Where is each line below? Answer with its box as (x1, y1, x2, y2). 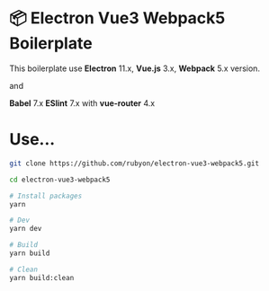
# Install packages (9, 191, 83, 200)
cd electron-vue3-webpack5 (9, 175, 111, 184)
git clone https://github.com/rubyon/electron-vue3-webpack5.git (9, 159, 259, 168)
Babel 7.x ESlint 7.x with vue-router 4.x (9, 97, 156, 109)
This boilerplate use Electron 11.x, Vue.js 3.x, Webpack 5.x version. (9, 63, 261, 74)
